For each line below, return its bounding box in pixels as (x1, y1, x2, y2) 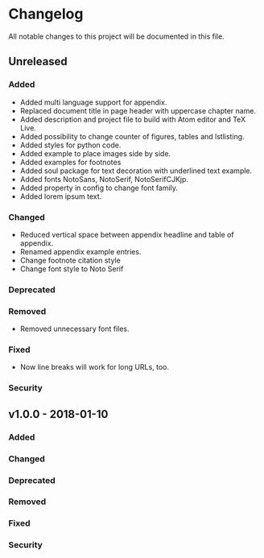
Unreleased (8, 55, 68, 68)
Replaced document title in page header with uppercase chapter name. (19, 105, 256, 115)
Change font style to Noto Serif (19, 263, 124, 274)
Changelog (8, 5, 84, 23)
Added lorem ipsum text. (19, 191, 102, 201)
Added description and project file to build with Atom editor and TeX (19, 114, 246, 124)
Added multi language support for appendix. (19, 97, 167, 107)
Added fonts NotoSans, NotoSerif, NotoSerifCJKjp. (19, 174, 189, 184)
